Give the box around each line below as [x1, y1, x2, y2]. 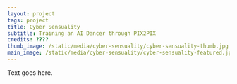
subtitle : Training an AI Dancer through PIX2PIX [7, 29, 157, 37]
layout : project [7, 10, 55, 17]
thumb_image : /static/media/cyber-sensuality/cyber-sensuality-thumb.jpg [7, 43, 229, 50]
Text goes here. [7, 68, 53, 77]
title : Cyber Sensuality [7, 23, 80, 30]
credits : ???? [7, 36, 49, 43]
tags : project [7, 17, 49, 24]
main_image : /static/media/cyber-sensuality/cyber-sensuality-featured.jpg [7, 50, 235, 57]
